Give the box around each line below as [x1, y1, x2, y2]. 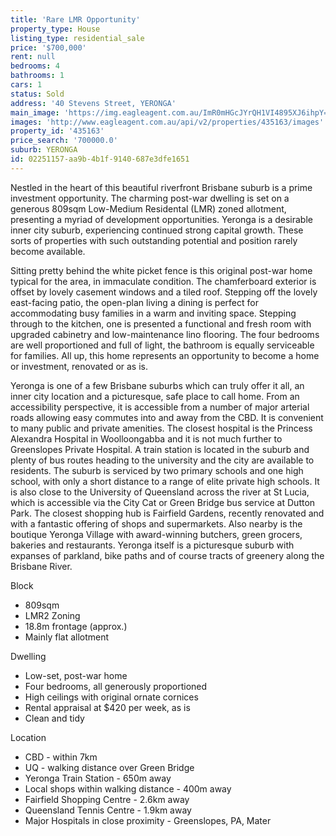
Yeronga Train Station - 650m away [24, 772, 172, 784]
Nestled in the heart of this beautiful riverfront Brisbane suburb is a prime [10, 181, 313, 193]
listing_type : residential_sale [10, 33, 145, 43]
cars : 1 [10, 80, 43, 90]
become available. [10, 245, 86, 257]
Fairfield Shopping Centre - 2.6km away [24, 793, 190, 805]
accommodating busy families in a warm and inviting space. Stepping [10, 307, 297, 319]
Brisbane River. [10, 560, 73, 572]
